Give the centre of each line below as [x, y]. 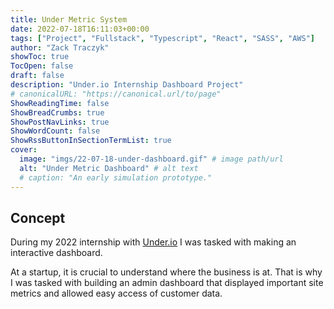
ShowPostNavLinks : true [60, 122]
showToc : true [40, 57]
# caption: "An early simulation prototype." [116, 177]
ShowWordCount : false [55, 131]
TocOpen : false [42, 66]
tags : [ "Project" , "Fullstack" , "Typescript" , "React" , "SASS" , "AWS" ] [163, 38]
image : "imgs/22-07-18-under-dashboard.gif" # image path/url [151, 159]
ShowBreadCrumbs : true [57, 112]
